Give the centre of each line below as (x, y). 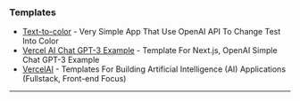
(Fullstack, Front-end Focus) (74, 79)
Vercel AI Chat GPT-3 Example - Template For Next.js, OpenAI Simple (150, 50)
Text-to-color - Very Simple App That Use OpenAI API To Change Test (151, 32)
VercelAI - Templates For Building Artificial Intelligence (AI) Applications (154, 69)
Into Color (41, 41)
